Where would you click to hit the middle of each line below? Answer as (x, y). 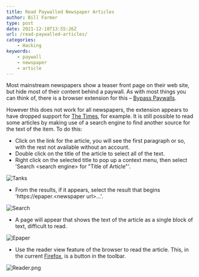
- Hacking (30, 46)
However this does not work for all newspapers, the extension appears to (97, 110)
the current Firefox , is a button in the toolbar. (71, 256)
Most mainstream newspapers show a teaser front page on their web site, (98, 85)
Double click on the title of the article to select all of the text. (90, 154)
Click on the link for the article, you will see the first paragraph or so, (100, 141)
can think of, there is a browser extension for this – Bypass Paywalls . (91, 98)
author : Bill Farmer (32, 18)
